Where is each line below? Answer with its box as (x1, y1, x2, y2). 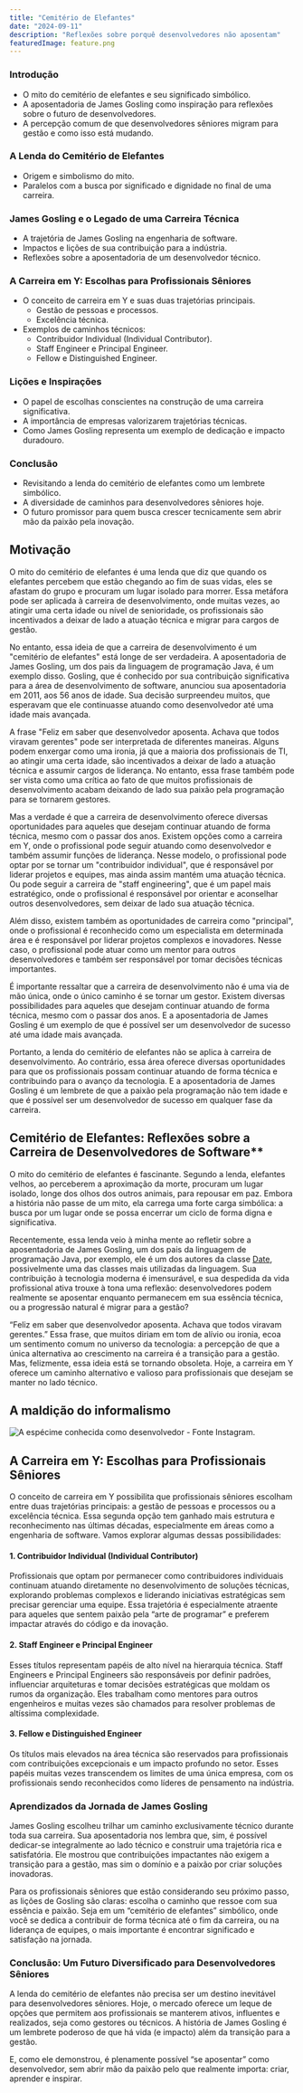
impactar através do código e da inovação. (9, 1619, 169, 1630)
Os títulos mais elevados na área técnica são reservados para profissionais (9, 1748, 289, 1759)
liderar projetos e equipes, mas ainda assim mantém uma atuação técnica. (9, 869, 287, 880)
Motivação (9, 542, 71, 557)
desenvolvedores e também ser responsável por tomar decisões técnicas (9, 954, 283, 965)
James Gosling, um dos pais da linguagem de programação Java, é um (9, 661, 274, 671)
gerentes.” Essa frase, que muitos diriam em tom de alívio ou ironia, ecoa (9, 1328, 282, 1339)
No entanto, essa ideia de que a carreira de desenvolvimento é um (9, 642, 258, 652)
